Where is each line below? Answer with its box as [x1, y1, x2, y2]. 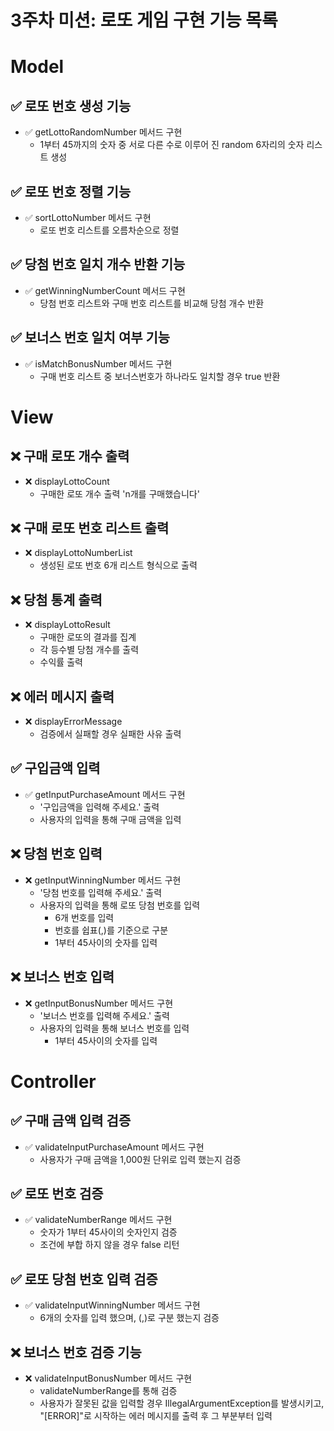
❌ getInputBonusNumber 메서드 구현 [24, 997, 174, 1009]
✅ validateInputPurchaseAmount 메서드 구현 [24, 1141, 205, 1153]
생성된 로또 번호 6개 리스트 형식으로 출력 [39, 559, 198, 571]
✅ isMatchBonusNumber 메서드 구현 [24, 357, 173, 370]
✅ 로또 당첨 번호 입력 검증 [10, 1271, 158, 1288]
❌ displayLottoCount [24, 475, 110, 487]
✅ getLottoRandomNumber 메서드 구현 [24, 126, 183, 138]
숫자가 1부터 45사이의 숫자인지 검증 [39, 1226, 178, 1238]
